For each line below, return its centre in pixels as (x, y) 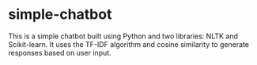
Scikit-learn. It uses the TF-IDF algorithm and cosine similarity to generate (128, 44)
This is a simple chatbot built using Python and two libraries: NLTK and (123, 36)
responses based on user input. (60, 52)
